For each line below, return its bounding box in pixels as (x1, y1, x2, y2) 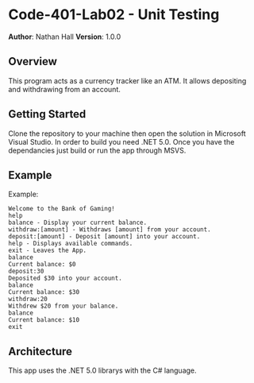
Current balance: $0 (8, 261, 77, 269)
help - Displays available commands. (8, 240, 133, 248)
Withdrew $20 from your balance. (8, 302, 119, 311)
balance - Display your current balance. (8, 219, 148, 227)
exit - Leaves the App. (8, 246, 87, 255)
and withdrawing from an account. (8, 84, 121, 94)
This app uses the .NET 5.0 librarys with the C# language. (8, 366, 197, 375)
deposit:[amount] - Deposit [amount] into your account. (8, 233, 201, 241)
